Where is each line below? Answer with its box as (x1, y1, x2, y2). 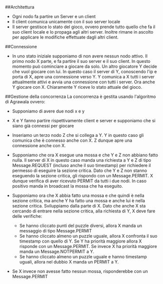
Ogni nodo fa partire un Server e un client (12, 14, 96, 19)
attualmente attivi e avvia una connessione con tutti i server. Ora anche (12, 79, 155, 85)
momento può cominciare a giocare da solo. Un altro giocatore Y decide (12, 63, 157, 69)
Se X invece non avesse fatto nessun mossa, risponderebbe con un (12, 268, 148, 274)
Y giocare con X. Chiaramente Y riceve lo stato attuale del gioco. (12, 84, 143, 90)
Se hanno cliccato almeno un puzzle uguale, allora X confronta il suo (19, 233, 158, 239)
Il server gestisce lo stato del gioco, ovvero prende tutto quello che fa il (12, 24, 155, 30)
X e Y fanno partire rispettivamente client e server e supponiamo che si (12, 118, 156, 123)
